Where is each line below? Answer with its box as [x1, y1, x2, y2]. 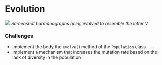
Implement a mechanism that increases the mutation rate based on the [12, 49, 158, 55]
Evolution [5, 3, 45, 15]
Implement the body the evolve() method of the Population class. [12, 44, 147, 50]
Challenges [5, 32, 33, 39]
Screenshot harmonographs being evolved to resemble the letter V [11, 20, 148, 26]
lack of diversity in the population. [12, 54, 82, 60]
